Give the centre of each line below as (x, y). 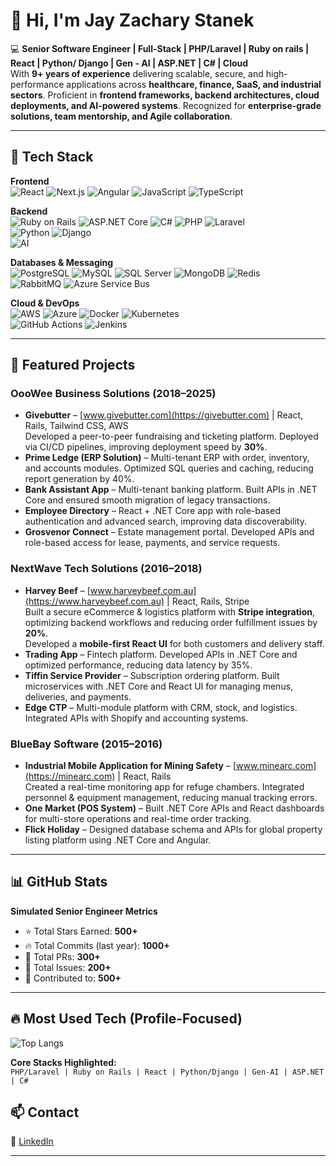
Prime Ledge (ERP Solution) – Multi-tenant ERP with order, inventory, (167, 458)
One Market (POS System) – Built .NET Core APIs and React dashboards (174, 808)
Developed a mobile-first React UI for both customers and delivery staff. (174, 643)
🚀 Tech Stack (52, 157)
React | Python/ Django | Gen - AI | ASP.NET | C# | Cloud (129, 63)
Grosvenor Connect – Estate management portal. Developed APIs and (169, 532)
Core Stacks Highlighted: (63, 1062)
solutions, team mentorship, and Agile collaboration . (121, 116)
